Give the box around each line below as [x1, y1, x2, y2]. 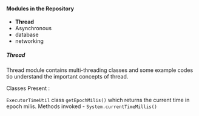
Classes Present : [6, 85, 50, 92]
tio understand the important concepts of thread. [6, 73, 129, 80]
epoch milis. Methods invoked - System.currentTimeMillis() [6, 103, 158, 110]
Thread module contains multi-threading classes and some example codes [6, 66, 194, 74]
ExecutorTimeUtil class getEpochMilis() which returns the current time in [6, 97, 190, 104]
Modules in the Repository [6, 5, 75, 12]
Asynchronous [15, 25, 52, 32]
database [15, 31, 39, 39]
